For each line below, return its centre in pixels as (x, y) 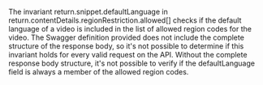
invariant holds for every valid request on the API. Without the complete (128, 55)
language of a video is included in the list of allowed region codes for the (130, 29)
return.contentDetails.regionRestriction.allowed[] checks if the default (125, 20)
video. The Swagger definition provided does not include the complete (127, 37)
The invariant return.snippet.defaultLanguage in (88, 12)
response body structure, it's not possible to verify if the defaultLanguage (132, 63)
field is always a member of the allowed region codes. (99, 72)
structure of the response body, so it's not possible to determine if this (126, 46)
